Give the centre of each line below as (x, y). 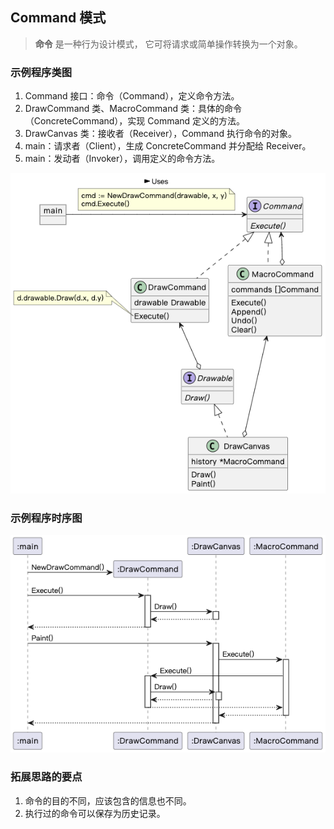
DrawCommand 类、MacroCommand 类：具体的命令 (133, 109)
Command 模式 (58, 18)
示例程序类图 (41, 72)
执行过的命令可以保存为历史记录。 (95, 813)
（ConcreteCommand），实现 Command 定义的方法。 (135, 121)
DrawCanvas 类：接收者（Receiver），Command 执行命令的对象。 (160, 134)
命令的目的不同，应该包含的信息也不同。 (108, 800)
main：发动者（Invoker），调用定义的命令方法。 (122, 159)
